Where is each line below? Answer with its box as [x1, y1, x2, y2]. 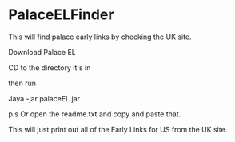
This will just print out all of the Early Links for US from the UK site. [8, 124, 228, 134]
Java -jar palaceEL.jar [8, 93, 81, 103]
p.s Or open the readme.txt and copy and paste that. [8, 109, 181, 119]
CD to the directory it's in [8, 62, 91, 73]
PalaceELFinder [8, 6, 114, 24]
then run [8, 78, 37, 88]
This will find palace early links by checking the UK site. [8, 32, 192, 41]
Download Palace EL [8, 47, 76, 57]
